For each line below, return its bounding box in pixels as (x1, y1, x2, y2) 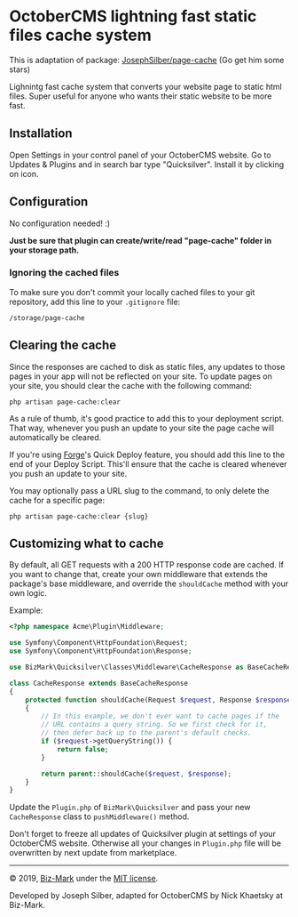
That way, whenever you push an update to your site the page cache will (9, 422, 275, 433)
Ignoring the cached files (9, 267, 120, 279)
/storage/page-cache (9, 313, 86, 322)
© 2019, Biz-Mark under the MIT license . (9, 873, 159, 884)
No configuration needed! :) (9, 218, 111, 229)
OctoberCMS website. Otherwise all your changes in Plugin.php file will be (9, 838, 282, 849)
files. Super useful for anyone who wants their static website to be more (9, 91, 272, 101)
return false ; (56, 744, 109, 753)
